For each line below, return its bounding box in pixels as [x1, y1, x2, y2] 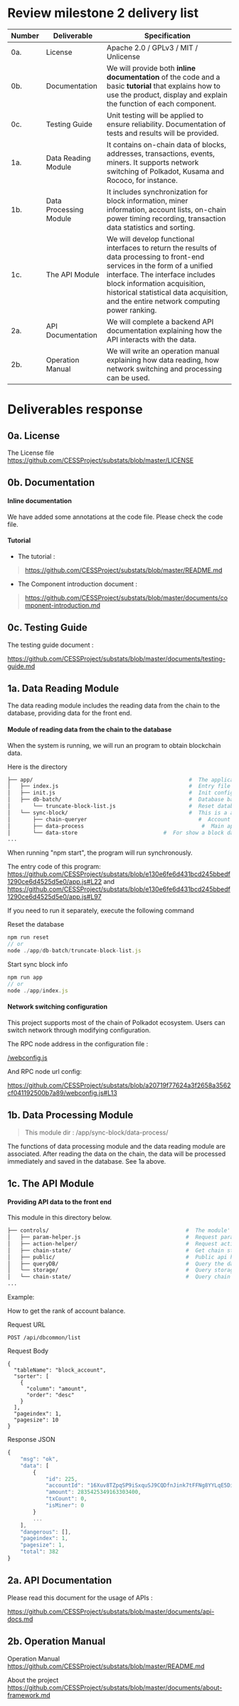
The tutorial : [17, 552, 55, 560]
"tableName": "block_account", [14, 1367, 107, 1374]
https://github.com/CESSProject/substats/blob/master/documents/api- [7, 1607, 215, 1616]
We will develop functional [106, 233, 195, 243]
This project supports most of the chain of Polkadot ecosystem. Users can [7, 1018, 225, 1026]
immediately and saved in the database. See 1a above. [7, 1157, 166, 1165]
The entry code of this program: [7, 863, 101, 871]
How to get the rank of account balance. [7, 1307, 126, 1315]
